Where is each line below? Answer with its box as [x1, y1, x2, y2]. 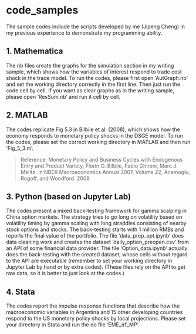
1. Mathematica [6, 46, 63, 56]
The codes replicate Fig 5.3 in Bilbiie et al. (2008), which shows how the [6, 126, 181, 133]
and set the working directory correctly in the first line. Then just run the [6, 81, 181, 88]
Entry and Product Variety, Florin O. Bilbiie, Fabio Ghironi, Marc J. [20, 162, 178, 169]
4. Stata [6, 286, 35, 297]
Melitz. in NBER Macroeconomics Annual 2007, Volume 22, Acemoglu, [20, 168, 191, 175]
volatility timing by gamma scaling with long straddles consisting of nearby [6, 220, 187, 227]
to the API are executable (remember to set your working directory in [6, 257, 173, 265]
